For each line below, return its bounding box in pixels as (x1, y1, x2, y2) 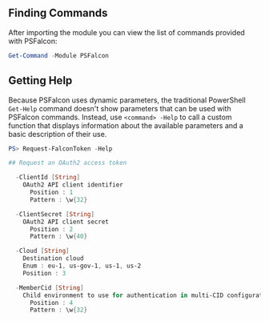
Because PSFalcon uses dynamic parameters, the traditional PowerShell (8, 95, 246, 105)
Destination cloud (22, 255, 84, 263)
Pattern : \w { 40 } (29, 232, 88, 241)
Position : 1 (29, 188, 74, 196)
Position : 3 (22, 269, 66, 277)
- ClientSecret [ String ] (15, 210, 94, 219)
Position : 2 (29, 225, 74, 233)
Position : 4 (29, 299, 74, 307)
